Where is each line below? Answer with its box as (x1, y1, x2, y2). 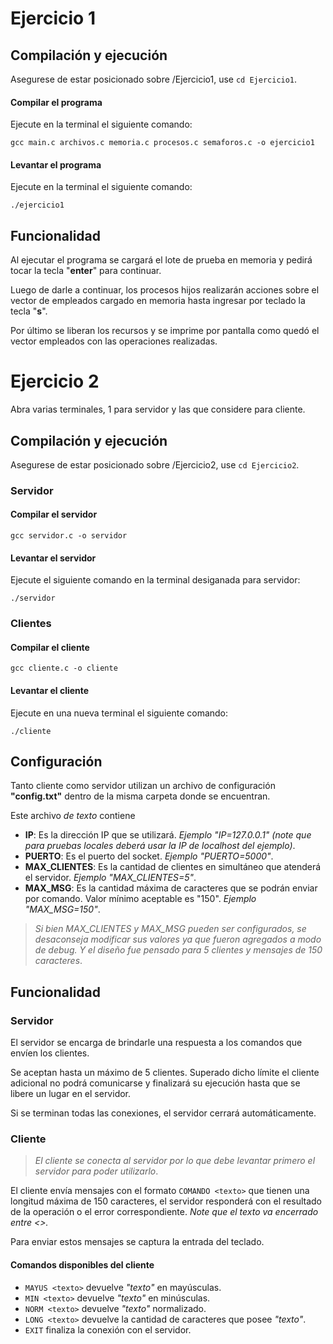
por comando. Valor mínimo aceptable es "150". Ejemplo (24, 893, 257, 905)
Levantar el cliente (10, 685, 90, 697)
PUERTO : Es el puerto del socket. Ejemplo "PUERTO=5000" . (24, 850, 274, 862)
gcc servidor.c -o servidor (10, 531, 128, 541)
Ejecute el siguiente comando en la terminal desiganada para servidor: (10, 574, 301, 586)
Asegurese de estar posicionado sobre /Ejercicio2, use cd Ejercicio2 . (10, 458, 300, 471)
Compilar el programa (10, 96, 103, 108)
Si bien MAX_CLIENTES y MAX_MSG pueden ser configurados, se (34, 923, 307, 935)
